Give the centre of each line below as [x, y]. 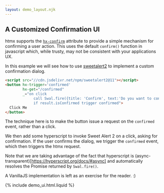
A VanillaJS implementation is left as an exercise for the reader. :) [70, 176]
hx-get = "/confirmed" [43, 89]
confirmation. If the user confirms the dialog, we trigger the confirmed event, [82, 141]
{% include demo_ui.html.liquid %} [40, 185]
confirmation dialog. [25, 71]
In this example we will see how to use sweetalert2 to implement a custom [80, 66]
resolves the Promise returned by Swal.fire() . [52, 166]
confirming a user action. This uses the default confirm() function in [74, 46]
